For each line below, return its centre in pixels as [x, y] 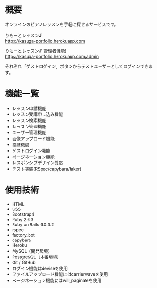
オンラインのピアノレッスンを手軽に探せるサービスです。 [62, 24]
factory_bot [23, 235]
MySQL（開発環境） [32, 251]
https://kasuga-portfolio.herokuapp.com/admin [52, 56]
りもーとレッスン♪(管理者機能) [36, 51]
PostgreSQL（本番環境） [37, 257]
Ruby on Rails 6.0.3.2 [33, 224]
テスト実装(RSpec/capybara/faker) [47, 169]
